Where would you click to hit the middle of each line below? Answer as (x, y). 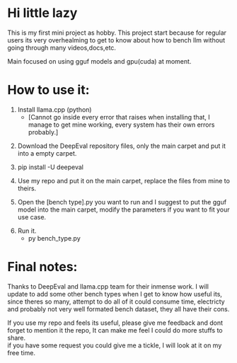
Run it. (27, 231)
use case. (32, 217)
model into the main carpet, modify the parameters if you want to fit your (123, 209)
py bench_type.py (54, 238)
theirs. (27, 188)
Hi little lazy (42, 13)
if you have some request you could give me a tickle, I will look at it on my (115, 345)
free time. (21, 352)
